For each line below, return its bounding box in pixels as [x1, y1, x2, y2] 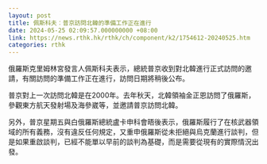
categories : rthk [8, 41, 66, 49]
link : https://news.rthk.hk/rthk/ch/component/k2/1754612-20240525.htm [8, 33, 250, 42]
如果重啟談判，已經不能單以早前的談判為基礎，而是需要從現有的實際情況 [14, 137, 252, 147]
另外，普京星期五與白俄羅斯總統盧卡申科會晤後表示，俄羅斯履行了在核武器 [8, 117, 252, 127]
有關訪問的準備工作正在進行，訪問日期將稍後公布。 [21, 74, 189, 83]
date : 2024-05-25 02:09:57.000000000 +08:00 [8, 26, 158, 34]
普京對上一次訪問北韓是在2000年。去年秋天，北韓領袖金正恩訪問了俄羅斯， [8, 90, 256, 100]
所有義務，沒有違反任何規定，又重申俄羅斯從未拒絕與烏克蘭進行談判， [21, 128, 252, 137]
